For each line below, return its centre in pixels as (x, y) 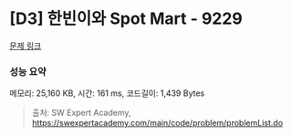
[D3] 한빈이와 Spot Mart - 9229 (126, 19)
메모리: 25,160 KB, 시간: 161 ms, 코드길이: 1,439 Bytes (107, 93)
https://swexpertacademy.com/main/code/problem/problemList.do (157, 123)
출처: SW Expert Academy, (81, 113)
